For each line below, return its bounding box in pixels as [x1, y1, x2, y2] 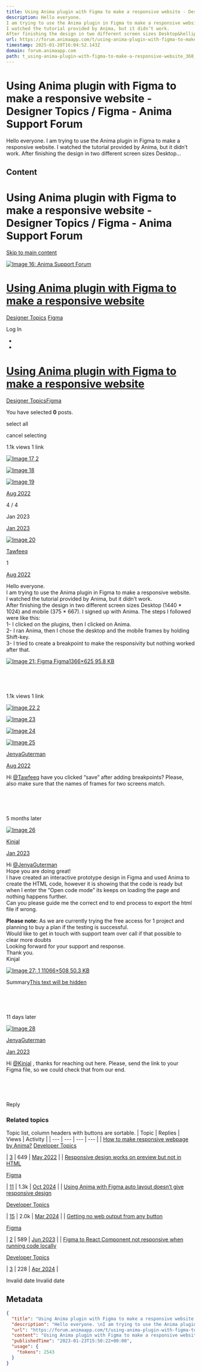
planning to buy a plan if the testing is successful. [6, 923, 129, 930]
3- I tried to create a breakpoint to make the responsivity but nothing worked [6, 640, 195, 647]
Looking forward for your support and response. [6, 942, 126, 950]
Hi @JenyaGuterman [6, 861, 58, 868]
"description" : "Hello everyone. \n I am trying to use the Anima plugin [11, 1321, 197, 1327]
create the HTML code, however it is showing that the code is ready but [6, 880, 183, 887]
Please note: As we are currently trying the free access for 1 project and [6, 917, 184, 924]
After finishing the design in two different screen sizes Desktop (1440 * [6, 601, 182, 609]
